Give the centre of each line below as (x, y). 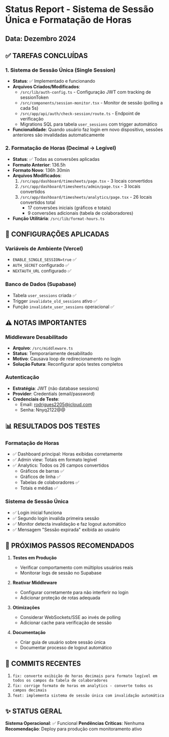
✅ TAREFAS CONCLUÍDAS (47, 56)
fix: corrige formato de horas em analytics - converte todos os (82, 686)
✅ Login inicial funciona (37, 513)
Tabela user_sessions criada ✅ (44, 295)
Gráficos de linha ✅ (40, 477)
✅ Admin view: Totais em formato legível (55, 460)
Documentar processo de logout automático (66, 648)
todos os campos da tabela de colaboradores (60, 681)
